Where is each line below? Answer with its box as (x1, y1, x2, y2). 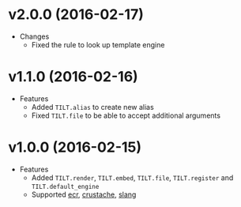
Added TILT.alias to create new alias (31, 102, 154, 111)
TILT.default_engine (31, 183, 100, 190)
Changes (19, 32, 50, 41)
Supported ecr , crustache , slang (31, 190, 137, 199)
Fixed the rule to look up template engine (31, 40, 165, 49)
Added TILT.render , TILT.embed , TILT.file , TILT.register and (31, 172, 234, 183)
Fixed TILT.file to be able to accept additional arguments (31, 111, 221, 120)
